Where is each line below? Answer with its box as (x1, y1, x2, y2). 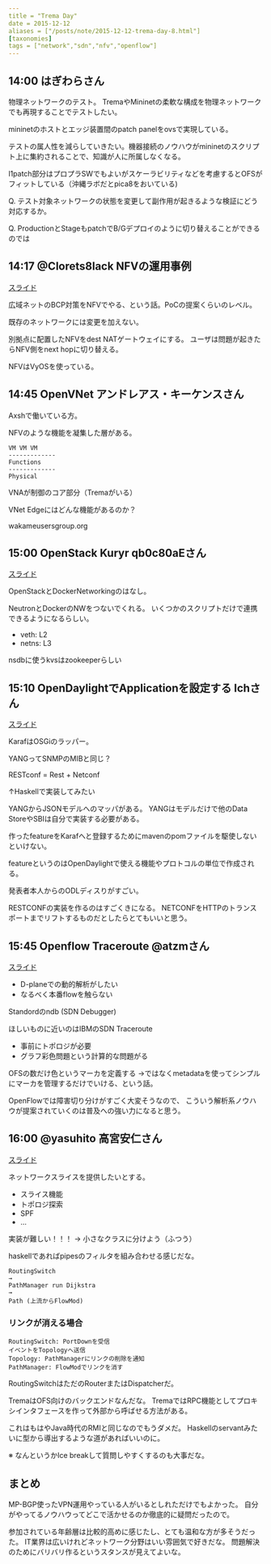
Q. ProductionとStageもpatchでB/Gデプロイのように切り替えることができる (8, 223, 260, 233)
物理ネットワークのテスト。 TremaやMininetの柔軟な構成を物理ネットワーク (8, 96, 261, 106)
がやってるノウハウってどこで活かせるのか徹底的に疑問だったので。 (8, 1509, 235, 1519)
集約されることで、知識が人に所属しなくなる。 (29, 151, 186, 161)
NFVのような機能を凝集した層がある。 (8, 427, 137, 437)
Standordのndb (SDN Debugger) (8, 1007, 117, 1016)
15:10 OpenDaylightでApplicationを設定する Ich (8, 681, 251, 695)
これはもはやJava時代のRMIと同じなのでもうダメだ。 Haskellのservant (8, 1423, 244, 1433)
